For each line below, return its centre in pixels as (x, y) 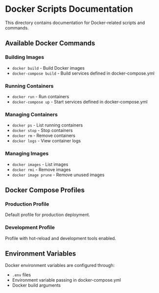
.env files (21, 275)
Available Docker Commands (50, 43)
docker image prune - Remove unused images (58, 175)
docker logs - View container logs (46, 141)
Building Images (25, 57)
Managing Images (27, 154)
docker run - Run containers (41, 96)
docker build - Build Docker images (48, 68)
